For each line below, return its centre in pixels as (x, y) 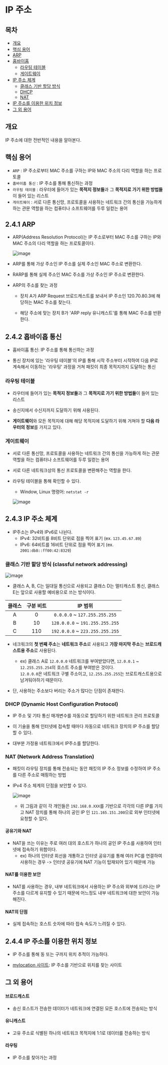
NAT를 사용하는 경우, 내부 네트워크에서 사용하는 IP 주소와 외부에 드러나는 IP (86, 886)
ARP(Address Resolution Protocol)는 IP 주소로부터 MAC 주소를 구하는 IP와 (87, 237)
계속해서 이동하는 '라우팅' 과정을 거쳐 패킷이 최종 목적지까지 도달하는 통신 (84, 367)
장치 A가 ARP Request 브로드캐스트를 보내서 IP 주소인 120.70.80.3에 (88, 296)
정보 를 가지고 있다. (44, 427)
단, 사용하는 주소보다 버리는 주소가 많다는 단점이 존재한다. (69, 691)
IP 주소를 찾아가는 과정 (35, 1057)
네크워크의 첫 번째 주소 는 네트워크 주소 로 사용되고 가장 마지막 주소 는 (78, 644)
